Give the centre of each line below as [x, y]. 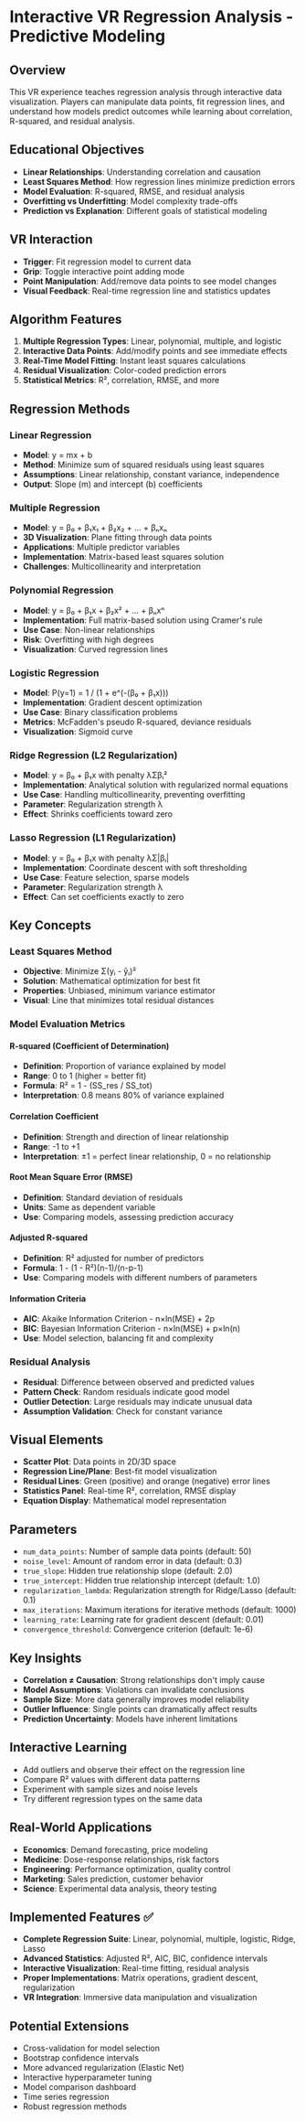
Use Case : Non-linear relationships [89, 629]
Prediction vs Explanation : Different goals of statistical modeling [145, 210]
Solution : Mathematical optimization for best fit [111, 981]
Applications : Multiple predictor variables [101, 547]
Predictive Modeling [88, 36]
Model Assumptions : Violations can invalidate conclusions [133, 1689]
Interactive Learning [68, 1747]
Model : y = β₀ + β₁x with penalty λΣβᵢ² [95, 776]
